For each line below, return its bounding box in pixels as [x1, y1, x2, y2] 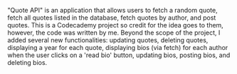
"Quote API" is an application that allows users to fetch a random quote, [7, 6, 218, 14]
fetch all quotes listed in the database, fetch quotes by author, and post [7, 13, 216, 22]
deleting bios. [7, 58, 48, 66]
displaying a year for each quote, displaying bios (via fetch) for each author [7, 44, 228, 51]
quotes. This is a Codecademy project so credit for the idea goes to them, [7, 21, 224, 29]
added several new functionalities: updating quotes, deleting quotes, [7, 36, 209, 44]
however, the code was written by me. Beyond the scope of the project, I [7, 28, 221, 37]
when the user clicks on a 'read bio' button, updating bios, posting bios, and [7, 51, 231, 59]
